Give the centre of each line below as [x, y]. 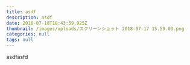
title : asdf [21, 12]
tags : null [20, 40]
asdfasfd [17, 57]
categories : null [28, 34]
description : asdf [29, 17]
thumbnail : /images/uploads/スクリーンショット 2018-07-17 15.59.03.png [95, 29]
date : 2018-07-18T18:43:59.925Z [47, 23]
